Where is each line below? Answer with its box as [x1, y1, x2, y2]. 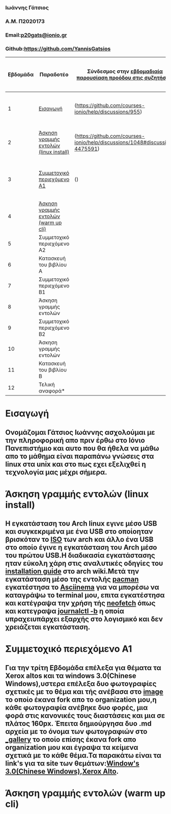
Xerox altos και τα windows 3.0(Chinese [5, 671, 136, 680]
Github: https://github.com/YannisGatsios [5, 45, 111, 52]
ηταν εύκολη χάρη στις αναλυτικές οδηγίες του [5, 559, 163, 568]
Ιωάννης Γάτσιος [5, 4, 49, 11]
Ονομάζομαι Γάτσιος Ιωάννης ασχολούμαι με [5, 428, 155, 437]
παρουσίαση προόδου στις [76, 74, 144, 82]
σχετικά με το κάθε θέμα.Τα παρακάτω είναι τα [5, 751, 162, 759]
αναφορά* [38, 387, 65, 395]
